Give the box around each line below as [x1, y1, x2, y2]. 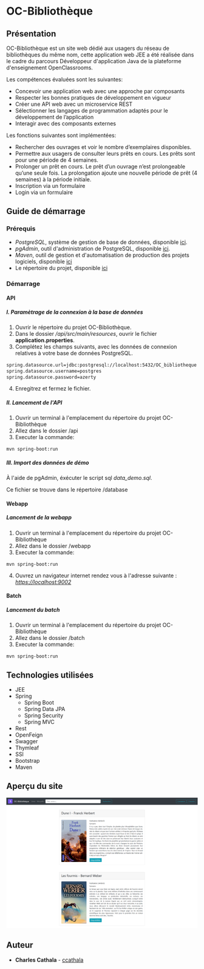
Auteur [6, 940, 33, 950]
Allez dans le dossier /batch [15, 634, 85, 642]
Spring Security [24, 712, 64, 719]
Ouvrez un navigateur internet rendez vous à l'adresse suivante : [15, 572, 177, 579]
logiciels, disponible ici [15, 257, 72, 265]
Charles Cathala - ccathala [15, 956, 84, 964]
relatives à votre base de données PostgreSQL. [15, 350, 134, 357]
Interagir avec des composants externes [15, 120, 117, 127]
